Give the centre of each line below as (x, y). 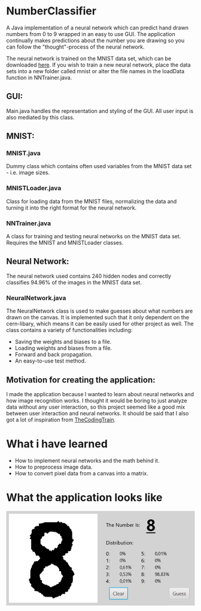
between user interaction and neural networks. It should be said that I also (98, 413)
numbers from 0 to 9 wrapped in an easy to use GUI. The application (91, 34)
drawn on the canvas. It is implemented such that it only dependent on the (98, 318)
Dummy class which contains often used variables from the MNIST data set (99, 166)
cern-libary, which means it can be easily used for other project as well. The (100, 324)
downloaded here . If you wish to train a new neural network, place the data (99, 65)
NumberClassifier (51, 11)
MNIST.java (23, 153)
